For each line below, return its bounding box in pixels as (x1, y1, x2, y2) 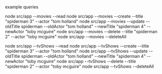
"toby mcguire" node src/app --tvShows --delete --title (25, 59, 136, 64)
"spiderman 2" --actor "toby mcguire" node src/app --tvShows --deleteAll (5, 63, 154, 69)
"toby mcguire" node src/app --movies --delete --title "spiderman (25, 29, 158, 34)
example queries (5, 4, 39, 10)
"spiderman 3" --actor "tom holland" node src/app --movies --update (5, 19, 145, 24)
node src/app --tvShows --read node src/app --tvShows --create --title (5, 43, 149, 49)
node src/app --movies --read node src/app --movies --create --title (5, 13, 144, 19)
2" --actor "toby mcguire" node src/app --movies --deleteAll (5, 34, 126, 39)
